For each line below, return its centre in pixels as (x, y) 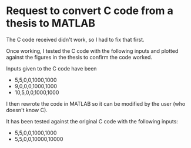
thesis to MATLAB (51, 23)
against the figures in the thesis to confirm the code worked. (79, 57)
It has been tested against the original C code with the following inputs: (92, 121)
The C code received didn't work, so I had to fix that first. (76, 39)
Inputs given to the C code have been (51, 68)
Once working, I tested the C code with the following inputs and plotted (92, 51)
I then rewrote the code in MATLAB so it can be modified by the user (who (96, 103)
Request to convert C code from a (90, 11)
